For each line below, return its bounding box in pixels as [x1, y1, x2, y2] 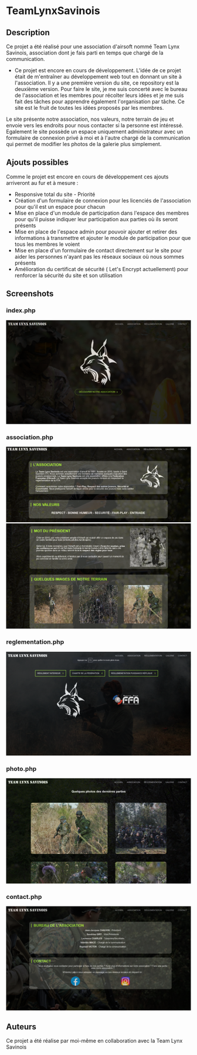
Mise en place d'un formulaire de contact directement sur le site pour [14, 246, 182, 253]
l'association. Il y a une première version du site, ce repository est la [14, 79, 179, 86]
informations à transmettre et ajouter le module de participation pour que [14, 234, 191, 241]
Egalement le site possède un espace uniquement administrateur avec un [6, 128, 184, 135]
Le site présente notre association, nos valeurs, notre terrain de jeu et [6, 116, 174, 123]
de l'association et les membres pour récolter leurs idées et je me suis [14, 92, 184, 99]
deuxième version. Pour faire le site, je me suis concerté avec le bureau [14, 86, 188, 92]
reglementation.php [6, 638, 64, 646]
